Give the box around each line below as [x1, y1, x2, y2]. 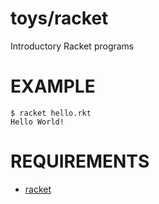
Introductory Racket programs [10, 40, 135, 52]
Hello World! [10, 117, 65, 127]
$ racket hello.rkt [10, 108, 92, 118]
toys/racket [10, 7, 109, 30]
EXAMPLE [10, 75, 96, 98]
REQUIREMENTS [10, 150, 150, 173]
